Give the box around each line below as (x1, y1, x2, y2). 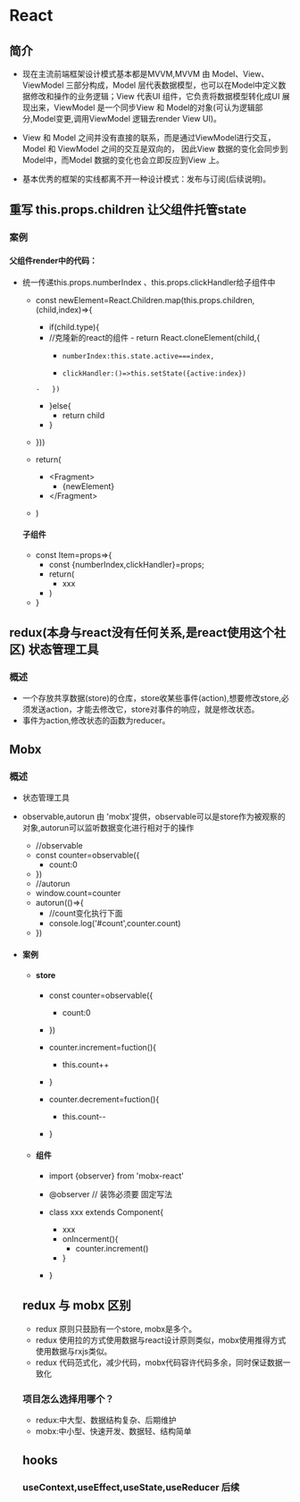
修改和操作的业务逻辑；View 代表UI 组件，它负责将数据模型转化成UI (29, 91, 280, 101)
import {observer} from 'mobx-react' (48, 1170, 185, 1181)
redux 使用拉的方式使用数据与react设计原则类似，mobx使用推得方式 (35, 1334, 287, 1346)
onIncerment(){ (62, 1234, 119, 1245)
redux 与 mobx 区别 (21, 1298, 131, 1313)
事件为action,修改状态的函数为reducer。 (21, 715, 171, 726)
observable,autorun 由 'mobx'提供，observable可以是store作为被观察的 (21, 811, 286, 823)
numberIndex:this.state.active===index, (62, 351, 215, 360)
